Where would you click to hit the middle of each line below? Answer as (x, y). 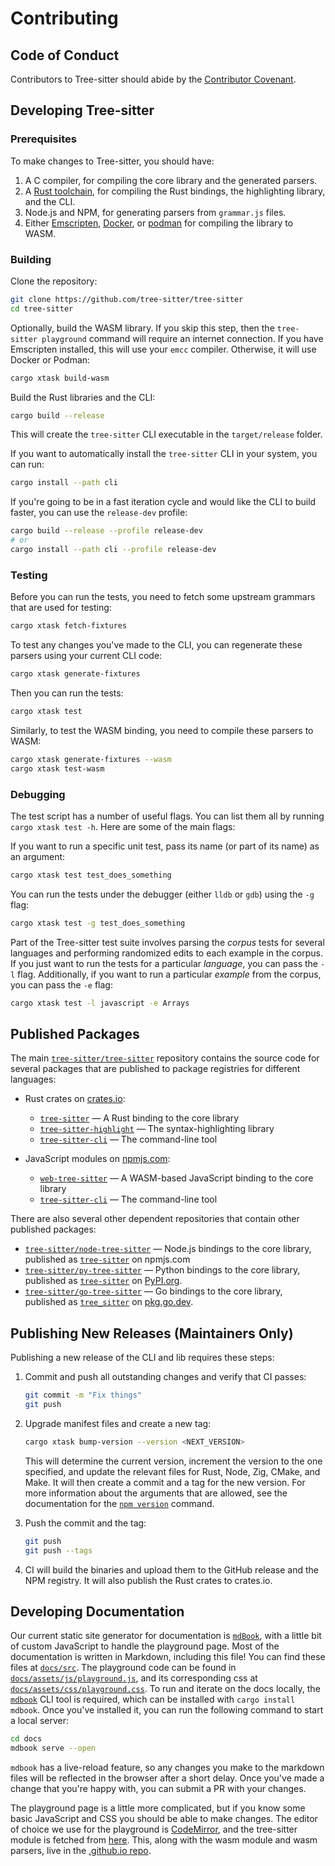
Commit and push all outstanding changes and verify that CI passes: (165, 1377)
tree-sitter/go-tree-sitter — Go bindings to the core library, (153, 1291)
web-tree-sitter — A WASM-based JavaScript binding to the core (176, 1178)
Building (31, 259)
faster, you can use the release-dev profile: (99, 513)
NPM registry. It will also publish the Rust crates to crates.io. (148, 1580)
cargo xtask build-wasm (60, 378)
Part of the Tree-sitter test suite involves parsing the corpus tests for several (167, 942)
